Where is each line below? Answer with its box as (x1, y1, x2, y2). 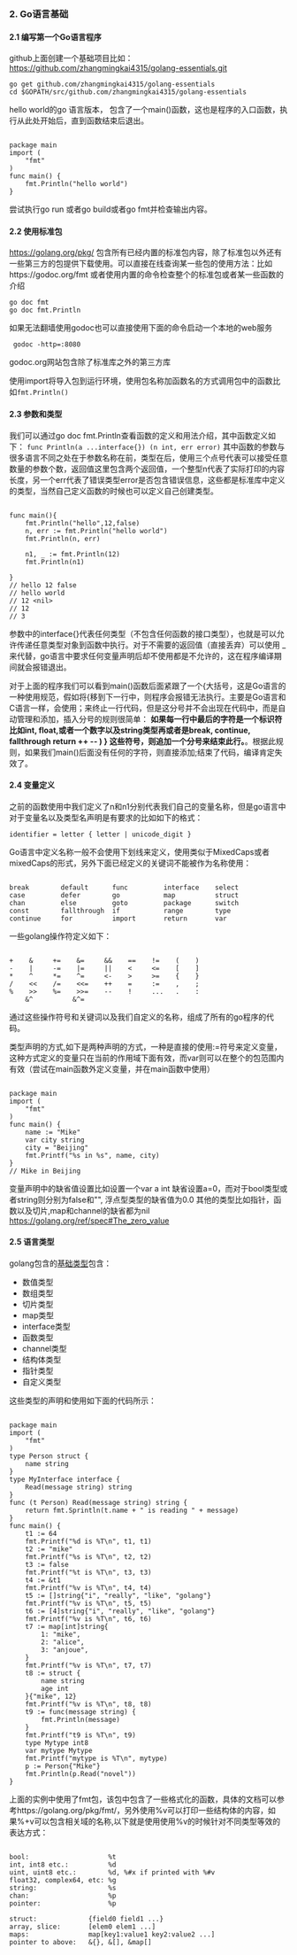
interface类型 (21, 1321, 71, 1331)
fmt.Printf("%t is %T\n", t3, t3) (25, 1568, 152, 1577)
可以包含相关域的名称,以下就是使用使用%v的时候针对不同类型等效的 (34, 1816, 281, 1827)
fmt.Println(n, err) (25, 534, 101, 543)
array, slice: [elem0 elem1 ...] (9, 1922, 156, 1931)
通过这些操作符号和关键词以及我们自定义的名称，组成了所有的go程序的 (9, 1012, 267, 1022)
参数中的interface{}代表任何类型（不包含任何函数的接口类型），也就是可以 (9, 628, 277, 639)
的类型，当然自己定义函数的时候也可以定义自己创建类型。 (9, 485, 218, 496)
